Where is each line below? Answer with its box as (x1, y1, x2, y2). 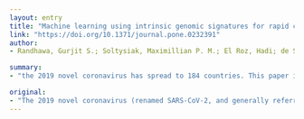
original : (9, 87, 47, 96)
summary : (9, 63, 43, 72)
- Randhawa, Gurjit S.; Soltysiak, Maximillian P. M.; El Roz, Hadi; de (9, 47, 290, 56)
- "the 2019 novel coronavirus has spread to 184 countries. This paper (9, 71, 290, 81)
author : (9, 38, 39, 48)
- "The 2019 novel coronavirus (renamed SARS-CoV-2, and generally (9, 96, 270, 105)
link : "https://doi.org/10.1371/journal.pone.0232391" (9, 30, 221, 39)
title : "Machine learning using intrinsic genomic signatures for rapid (9, 22, 290, 31)
